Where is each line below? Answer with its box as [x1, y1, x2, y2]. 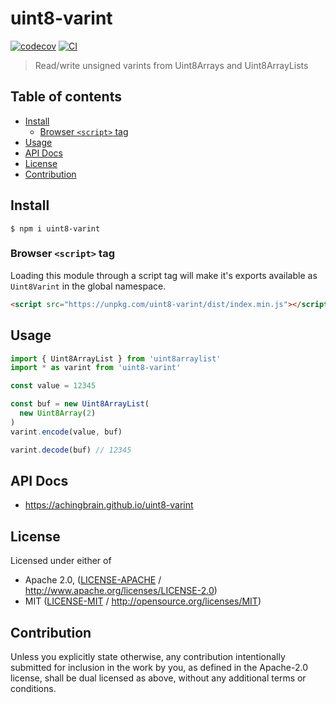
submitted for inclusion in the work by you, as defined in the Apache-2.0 [10, 661, 308, 673]
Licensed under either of [10, 555, 112, 567]
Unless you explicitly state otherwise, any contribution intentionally [10, 650, 286, 662]
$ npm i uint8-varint [10, 223, 101, 234]
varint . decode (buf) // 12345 [10, 445, 132, 455]
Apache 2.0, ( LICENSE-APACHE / [24, 574, 162, 586]
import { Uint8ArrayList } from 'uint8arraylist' [10, 353, 222, 364]
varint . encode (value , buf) [10, 427, 123, 437]
